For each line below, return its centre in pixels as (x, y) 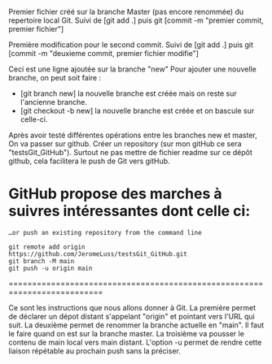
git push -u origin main (50, 268)
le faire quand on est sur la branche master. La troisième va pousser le (126, 333)
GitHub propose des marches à (115, 194)
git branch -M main (42, 261)
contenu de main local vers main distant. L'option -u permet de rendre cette (135, 342)
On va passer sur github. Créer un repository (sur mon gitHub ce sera (125, 144)
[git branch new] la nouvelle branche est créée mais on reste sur (129, 93)
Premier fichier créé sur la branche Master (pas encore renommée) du (126, 12)
